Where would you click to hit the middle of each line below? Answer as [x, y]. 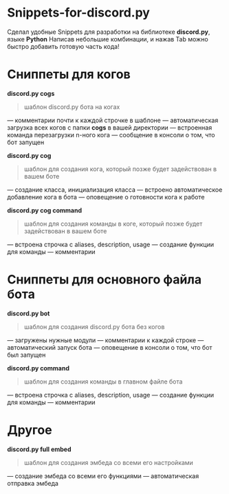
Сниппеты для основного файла [104, 280]
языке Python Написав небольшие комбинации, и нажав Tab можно [108, 39]
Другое [30, 430]
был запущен [26, 355]
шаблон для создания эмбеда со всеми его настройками [109, 462]
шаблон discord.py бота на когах [72, 107]
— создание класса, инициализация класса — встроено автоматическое [115, 189]
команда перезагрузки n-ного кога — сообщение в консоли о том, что [111, 135]
